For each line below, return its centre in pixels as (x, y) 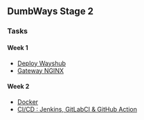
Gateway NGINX (40, 70)
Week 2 (18, 87)
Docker (28, 102)
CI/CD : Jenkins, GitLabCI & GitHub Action (77, 109)
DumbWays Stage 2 (51, 11)
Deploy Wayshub (42, 63)
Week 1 (18, 47)
